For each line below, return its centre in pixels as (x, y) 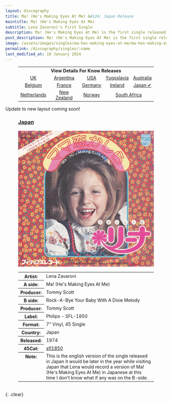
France (64, 85)
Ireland (117, 85)
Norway (92, 95)
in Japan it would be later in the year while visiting (98, 361)
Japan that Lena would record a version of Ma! (95, 367)
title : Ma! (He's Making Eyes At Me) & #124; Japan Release (70, 16)
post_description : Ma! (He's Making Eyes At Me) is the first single (81, 38)
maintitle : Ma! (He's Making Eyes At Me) (50, 22)
